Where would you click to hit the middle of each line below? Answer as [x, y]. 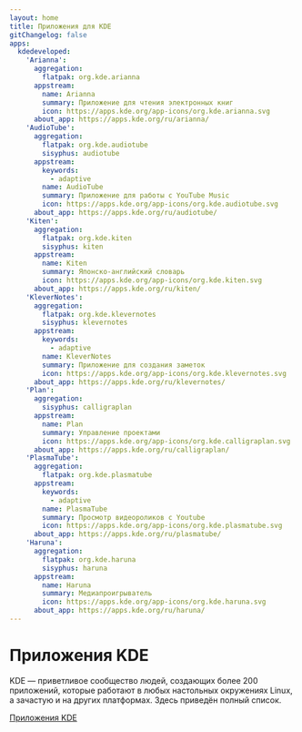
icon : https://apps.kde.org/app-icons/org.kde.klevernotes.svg [164, 373]
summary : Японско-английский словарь [113, 272]
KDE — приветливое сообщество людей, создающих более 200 [134, 680]
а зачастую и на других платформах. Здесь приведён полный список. [146, 700]
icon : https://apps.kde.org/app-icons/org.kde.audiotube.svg [161, 204]
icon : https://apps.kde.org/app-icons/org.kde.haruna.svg [154, 602]
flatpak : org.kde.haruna [89, 559]
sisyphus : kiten [73, 247]
